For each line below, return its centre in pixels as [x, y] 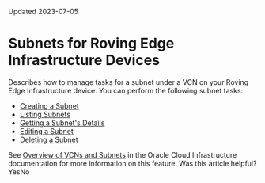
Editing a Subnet [46, 131]
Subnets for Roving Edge [91, 44]
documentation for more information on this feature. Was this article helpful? [132, 163]
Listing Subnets [45, 114]
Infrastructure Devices [84, 61]
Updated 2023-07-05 [44, 11]
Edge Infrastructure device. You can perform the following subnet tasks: [126, 90]
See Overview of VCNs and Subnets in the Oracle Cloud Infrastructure [123, 154]
